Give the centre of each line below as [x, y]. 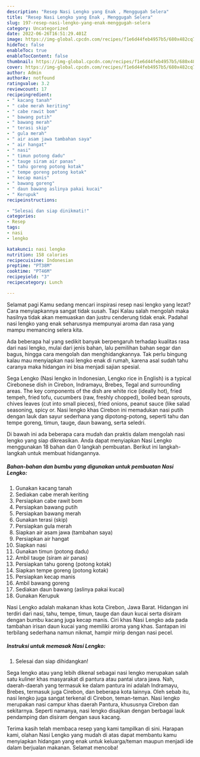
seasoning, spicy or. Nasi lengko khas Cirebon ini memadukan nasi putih [95, 410]
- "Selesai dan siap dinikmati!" [48, 211]
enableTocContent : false [37, 56]
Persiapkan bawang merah [48, 513]
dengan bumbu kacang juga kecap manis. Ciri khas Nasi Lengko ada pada [97, 619]
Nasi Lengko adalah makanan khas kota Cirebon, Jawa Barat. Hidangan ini [98, 607]
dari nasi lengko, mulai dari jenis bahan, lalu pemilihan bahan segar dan [94, 348]
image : [15, 39]
